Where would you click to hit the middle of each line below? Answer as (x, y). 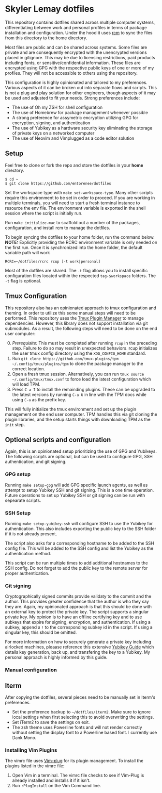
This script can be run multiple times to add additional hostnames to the (77, 563)
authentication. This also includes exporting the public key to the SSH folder (81, 529)
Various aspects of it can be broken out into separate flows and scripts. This (81, 87)
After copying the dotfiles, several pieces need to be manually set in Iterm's (80, 697)
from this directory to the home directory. (46, 38)
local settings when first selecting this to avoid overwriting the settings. (83, 717)
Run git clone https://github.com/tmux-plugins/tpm (65, 358)
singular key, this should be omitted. (41, 632)
